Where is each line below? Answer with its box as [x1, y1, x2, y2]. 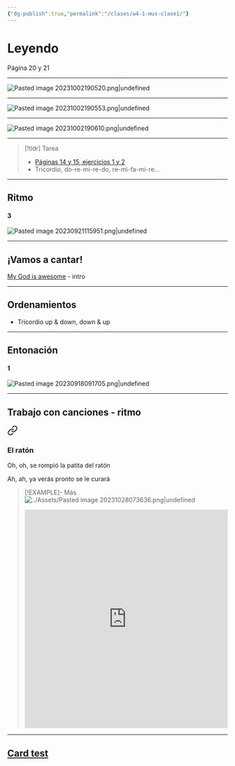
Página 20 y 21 [7, 64, 50, 72]
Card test [7, 747, 49, 759]
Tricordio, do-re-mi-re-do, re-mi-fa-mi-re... [34, 165, 160, 173]
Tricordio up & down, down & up [17, 318, 111, 326]
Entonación [7, 344, 58, 357]
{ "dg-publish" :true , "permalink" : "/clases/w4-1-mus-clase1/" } [7, 10, 190, 17]
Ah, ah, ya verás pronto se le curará [7, 475, 111, 483]
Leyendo [7, 40, 59, 56]
